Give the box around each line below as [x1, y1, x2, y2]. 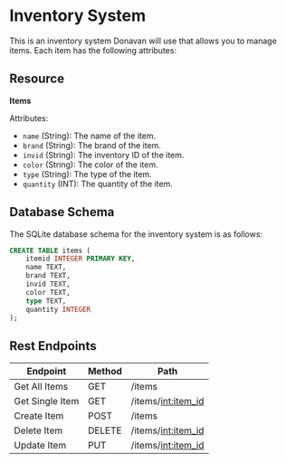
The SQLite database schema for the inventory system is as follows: [9, 228, 263, 240]
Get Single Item [14, 395, 80, 408]
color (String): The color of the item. [22, 159, 158, 170]
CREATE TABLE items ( [9, 246, 91, 255]
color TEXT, [25, 288, 71, 297]
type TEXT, [25, 296, 67, 306]
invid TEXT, [25, 279, 71, 289]
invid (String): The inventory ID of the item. [22, 149, 185, 160]
